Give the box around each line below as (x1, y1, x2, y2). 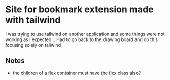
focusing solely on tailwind (5, 42, 61, 48)
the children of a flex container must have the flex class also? (12, 70, 141, 76)
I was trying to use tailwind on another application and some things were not (5, 31, 165, 37)
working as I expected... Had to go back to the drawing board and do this (5, 36, 158, 43)
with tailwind (5, 14, 61, 26)
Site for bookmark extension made (5, 4, 154, 15)
